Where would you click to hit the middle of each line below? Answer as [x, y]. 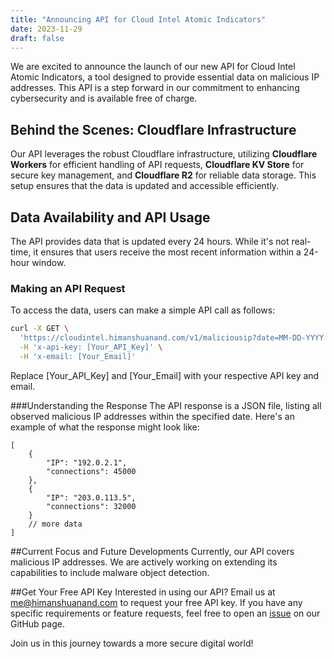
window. [49, 262]
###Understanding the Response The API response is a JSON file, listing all [166, 405]
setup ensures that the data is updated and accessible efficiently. [145, 186]
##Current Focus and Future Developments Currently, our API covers [152, 551]
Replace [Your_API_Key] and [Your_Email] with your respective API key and [165, 375]
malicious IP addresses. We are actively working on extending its [144, 562]
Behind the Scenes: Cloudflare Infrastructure [153, 129]
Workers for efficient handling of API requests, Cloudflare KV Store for [157, 165]
